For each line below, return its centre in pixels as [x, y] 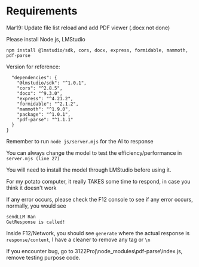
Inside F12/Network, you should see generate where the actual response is [98, 233]
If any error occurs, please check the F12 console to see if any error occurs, [99, 199]
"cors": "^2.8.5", [40, 88]
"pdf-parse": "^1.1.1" [45, 119]
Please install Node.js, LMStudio [46, 39]
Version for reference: [33, 67]
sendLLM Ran [21, 217]
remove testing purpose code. [43, 257]
